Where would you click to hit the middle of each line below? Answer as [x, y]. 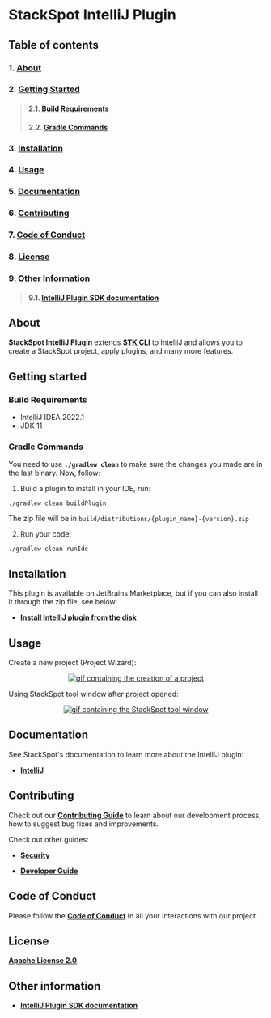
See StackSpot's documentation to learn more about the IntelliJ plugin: [126, 754]
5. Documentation [44, 192]
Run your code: [45, 534]
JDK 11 [31, 426]
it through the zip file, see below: [63, 602]
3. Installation [36, 148]
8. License [29, 257]
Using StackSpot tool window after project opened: [94, 694]
